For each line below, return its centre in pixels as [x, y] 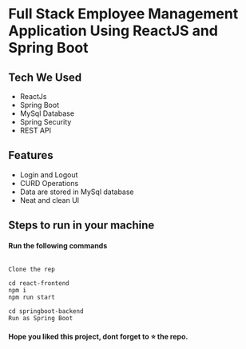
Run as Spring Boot [41, 319]
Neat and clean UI [50, 200]
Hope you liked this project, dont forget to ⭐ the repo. [98, 337]
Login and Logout [49, 174]
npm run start [32, 297]
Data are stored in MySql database [77, 192]
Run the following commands [58, 245]
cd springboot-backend [46, 311]
